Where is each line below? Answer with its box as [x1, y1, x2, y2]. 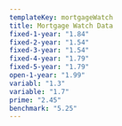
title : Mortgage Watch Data [9, 21, 114, 30]
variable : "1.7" [9, 87, 69, 96]
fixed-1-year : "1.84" [9, 29, 90, 38]
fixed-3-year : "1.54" [9, 46, 90, 55]
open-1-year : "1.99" [9, 71, 86, 80]
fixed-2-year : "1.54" [9, 37, 90, 47]
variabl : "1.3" [9, 79, 66, 88]
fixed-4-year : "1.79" [9, 54, 90, 63]
